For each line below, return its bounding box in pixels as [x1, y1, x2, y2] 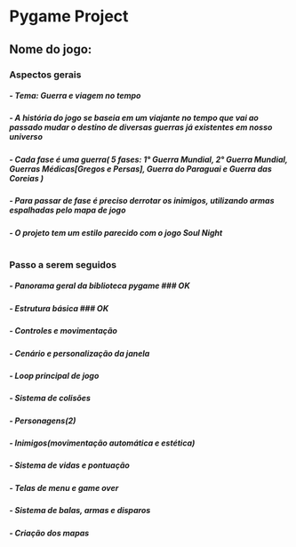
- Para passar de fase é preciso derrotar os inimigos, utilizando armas [9, 196, 275, 206]
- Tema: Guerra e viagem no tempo [9, 91, 141, 101]
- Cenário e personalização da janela [9, 348, 150, 358]
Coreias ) [9, 173, 44, 183]
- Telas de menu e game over [9, 482, 119, 493]
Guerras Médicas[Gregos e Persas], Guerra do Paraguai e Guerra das [9, 163, 273, 174]
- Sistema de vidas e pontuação [9, 460, 131, 471]
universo [9, 132, 43, 142]
